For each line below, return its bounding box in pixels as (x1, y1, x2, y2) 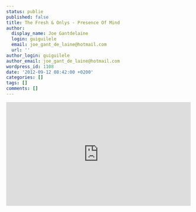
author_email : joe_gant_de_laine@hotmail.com (6, 58, 120, 64)
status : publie (6, 8, 44, 15)
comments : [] (6, 86, 38, 92)
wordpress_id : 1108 (6, 63, 54, 70)
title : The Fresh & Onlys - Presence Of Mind (6, 19, 120, 25)
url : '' (11, 47, 31, 53)
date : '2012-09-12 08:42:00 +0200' (6, 69, 94, 75)
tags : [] (6, 80, 28, 86)
